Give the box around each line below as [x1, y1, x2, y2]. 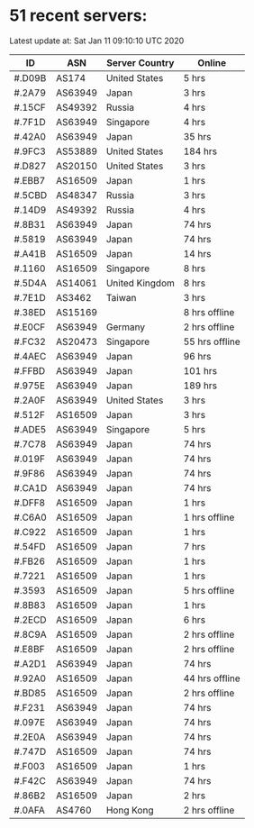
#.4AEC [14, 350, 47, 362]
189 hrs [183, 379, 218, 392]
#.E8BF [14, 642, 45, 655]
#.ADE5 [14, 423, 47, 435]
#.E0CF [14, 321, 46, 333]
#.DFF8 [14, 496, 46, 509]
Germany [105, 321, 146, 333]
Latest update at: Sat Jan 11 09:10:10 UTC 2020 [9, 35, 185, 46]
